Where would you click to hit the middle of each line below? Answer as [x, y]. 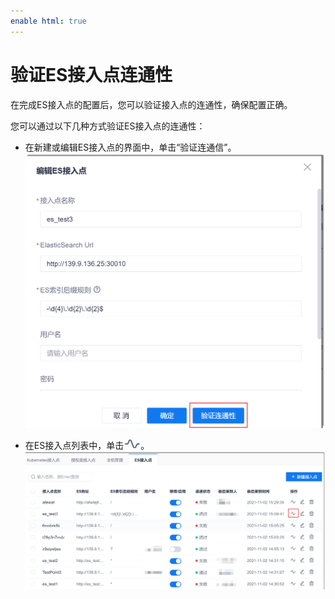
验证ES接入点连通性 [91, 74]
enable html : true [48, 21]
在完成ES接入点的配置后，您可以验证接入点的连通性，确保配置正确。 [151, 104]
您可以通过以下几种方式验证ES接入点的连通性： [108, 126]
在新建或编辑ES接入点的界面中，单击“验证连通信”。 [130, 147]
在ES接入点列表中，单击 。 [87, 445]
